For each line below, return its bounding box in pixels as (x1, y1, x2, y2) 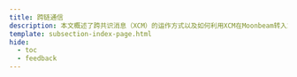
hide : (9, 37, 29, 47)
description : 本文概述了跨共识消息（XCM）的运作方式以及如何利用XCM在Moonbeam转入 (9, 21, 287, 30)
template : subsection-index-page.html (9, 29, 152, 38)
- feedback (17, 54, 57, 63)
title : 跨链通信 (9, 12, 64, 22)
